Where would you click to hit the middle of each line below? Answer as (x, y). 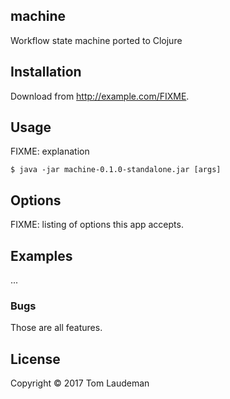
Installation (46, 72)
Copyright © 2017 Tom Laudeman (80, 383)
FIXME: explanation (50, 151)
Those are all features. (56, 328)
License (35, 359)
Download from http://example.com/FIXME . (100, 96)
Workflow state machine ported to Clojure (96, 40)
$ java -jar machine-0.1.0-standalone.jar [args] (116, 170)
